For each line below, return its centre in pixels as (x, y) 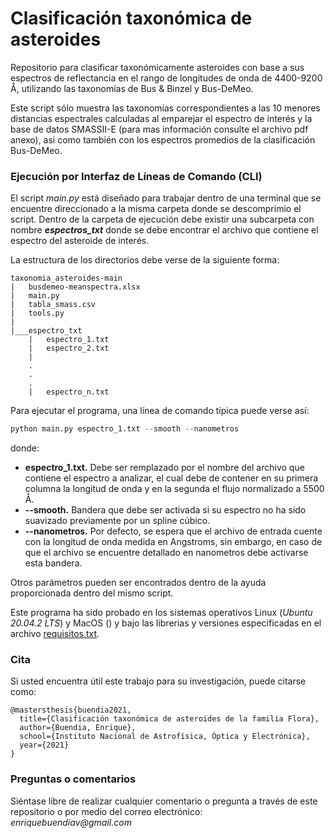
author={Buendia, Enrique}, (78, 728)
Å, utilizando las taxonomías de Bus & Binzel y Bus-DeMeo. (132, 88)
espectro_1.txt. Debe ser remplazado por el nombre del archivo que (164, 468)
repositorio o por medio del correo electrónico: (106, 811)
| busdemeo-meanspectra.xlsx (75, 287)
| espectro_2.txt (69, 348)
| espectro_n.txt (69, 392)
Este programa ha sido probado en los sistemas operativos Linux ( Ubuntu (161, 613)
